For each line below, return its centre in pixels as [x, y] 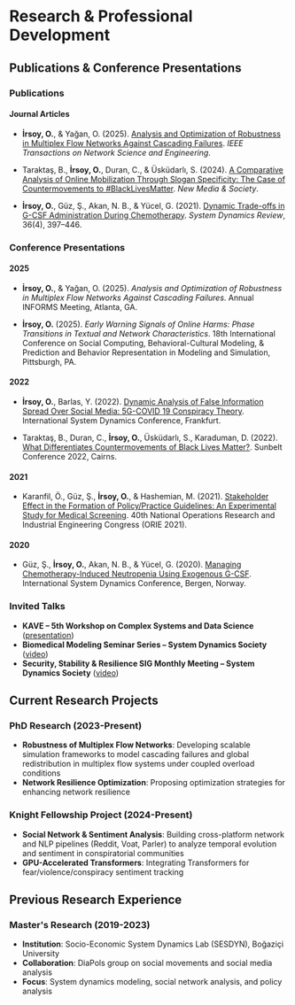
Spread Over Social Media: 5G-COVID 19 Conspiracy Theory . [133, 411]
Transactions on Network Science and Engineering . [116, 152]
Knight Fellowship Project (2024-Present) [101, 815]
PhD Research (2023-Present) [76, 726]
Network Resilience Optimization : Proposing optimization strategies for [154, 783]
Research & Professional [101, 16]
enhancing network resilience [76, 792]
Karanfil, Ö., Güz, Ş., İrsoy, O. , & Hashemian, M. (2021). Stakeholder [145, 497]
